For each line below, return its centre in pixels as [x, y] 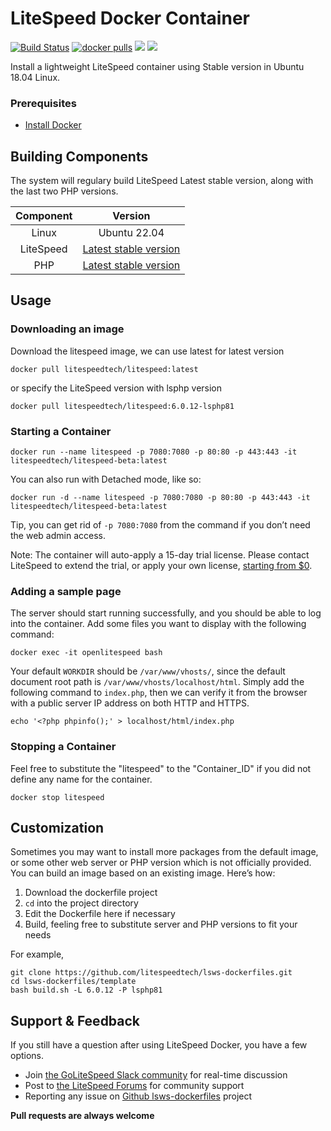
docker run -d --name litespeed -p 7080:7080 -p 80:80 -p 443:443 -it [160, 498]
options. [27, 1056]
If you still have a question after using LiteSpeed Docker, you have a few [159, 1045]
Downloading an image [67, 329]
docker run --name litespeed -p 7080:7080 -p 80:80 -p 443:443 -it [154, 452]
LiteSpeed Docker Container [130, 18]
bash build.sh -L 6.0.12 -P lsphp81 [86, 990]
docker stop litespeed [57, 797]
